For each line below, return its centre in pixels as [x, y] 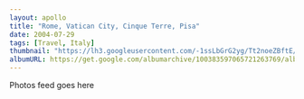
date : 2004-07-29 [42, 34]
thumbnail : [30, 51]
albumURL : [28, 59]
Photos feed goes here [52, 85]
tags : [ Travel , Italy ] [52, 43]
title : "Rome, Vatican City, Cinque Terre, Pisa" [105, 26]
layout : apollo [38, 18]
